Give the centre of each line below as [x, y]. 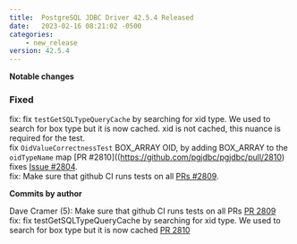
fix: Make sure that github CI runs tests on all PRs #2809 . [114, 177]
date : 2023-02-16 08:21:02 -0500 [76, 26]
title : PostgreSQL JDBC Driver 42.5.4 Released [102, 17]
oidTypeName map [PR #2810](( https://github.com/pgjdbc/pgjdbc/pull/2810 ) [147, 157]
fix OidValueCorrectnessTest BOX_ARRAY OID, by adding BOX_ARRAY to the [148, 148]
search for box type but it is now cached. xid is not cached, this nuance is [145, 129]
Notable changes [42, 76]
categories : [31, 34]
